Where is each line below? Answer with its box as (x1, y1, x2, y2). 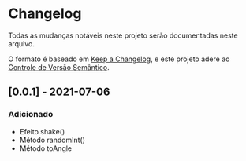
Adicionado (8, 109, 54, 120)
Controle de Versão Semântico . (8, 62, 110, 71)
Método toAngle (19, 143, 73, 153)
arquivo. (8, 38, 35, 48)
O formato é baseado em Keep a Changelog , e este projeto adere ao (8, 54, 230, 64)
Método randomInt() (19, 135, 85, 145)
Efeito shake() (19, 126, 65, 136)
